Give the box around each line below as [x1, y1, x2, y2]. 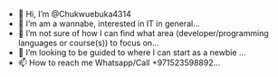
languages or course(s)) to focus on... [17, 37, 160, 48]
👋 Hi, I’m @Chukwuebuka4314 [17, 9, 131, 19]
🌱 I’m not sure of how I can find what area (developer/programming [17, 28, 269, 38]
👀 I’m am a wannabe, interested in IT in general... [17, 18, 201, 29]
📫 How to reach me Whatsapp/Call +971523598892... [17, 57, 221, 68]
